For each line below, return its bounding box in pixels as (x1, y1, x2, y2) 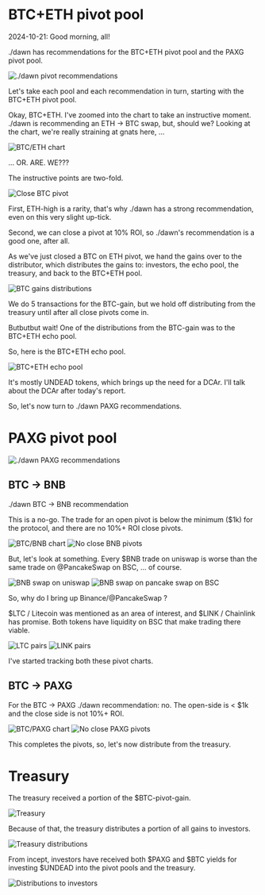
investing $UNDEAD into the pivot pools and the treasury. (8, 863, 196, 873)
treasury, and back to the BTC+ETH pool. (8, 268, 143, 278)
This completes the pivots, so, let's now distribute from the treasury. (8, 739, 232, 749)
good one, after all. (8, 236, 70, 245)
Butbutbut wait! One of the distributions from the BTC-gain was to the (8, 323, 236, 332)
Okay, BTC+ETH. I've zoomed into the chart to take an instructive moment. (8, 109, 252, 120)
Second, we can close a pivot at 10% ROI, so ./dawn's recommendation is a (8, 228, 255, 237)
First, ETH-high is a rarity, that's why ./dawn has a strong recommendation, (8, 204, 254, 213)
